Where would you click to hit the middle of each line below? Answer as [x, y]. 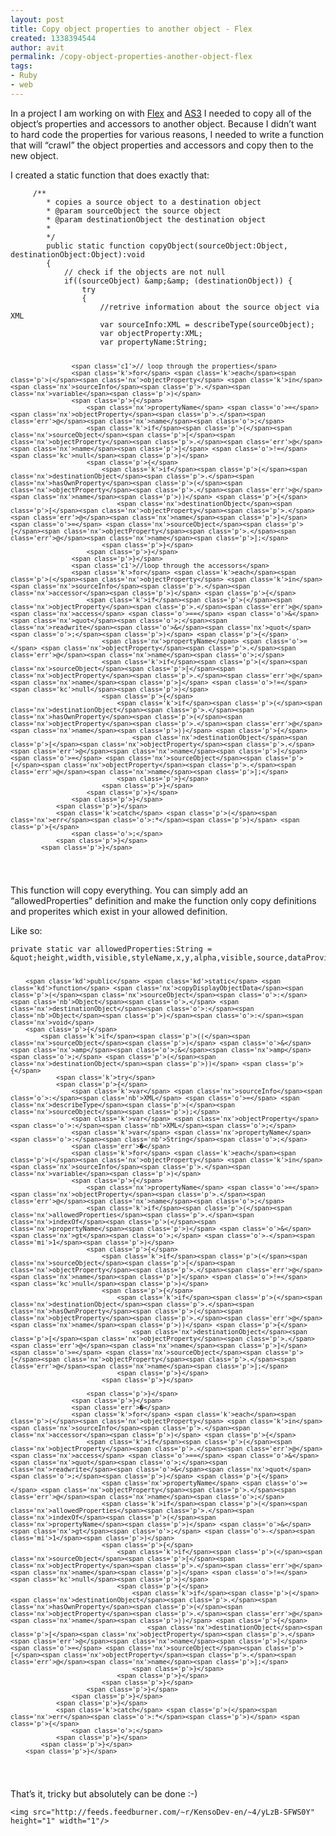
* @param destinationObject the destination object [156, 219]
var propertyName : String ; [153, 342]
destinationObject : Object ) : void [77, 254]
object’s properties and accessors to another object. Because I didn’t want [163, 123]
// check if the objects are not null [144, 272]
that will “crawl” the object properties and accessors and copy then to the [162, 145]
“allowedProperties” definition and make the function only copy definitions [163, 900]
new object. [34, 155]
